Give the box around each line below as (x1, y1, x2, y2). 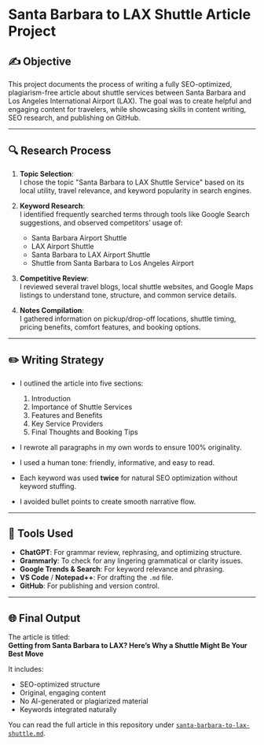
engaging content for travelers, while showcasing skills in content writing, (8, 105, 247, 114)
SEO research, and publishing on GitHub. (8, 113, 141, 122)
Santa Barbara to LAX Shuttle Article (8, 6, 251, 24)
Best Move (8, 649, 44, 659)
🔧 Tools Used (8, 527, 74, 541)
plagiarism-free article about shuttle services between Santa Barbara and (8, 88, 246, 97)
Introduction (31, 393, 71, 403)
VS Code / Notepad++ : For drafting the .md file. (19, 573, 174, 583)
